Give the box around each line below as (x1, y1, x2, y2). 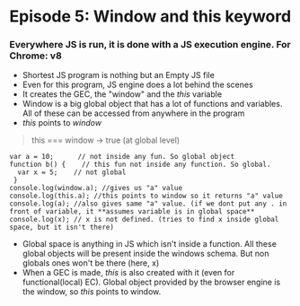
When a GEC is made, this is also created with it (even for (22, 267, 235, 278)
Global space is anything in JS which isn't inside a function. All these (22, 239, 277, 249)
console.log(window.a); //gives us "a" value (9, 184, 182, 193)
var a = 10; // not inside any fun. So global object (9, 153, 235, 162)
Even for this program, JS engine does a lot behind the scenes (22, 79, 253, 91)
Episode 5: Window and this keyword (9, 6, 292, 27)
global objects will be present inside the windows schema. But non (22, 249, 269, 259)
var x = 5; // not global (17, 168, 127, 177)
